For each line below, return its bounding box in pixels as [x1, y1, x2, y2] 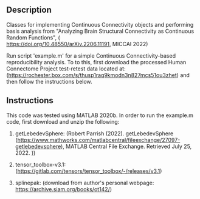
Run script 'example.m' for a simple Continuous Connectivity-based [6, 52, 176, 59]
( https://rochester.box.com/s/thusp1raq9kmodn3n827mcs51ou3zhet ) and [6, 71, 190, 78]
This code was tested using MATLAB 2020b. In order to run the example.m [6, 112, 193, 119]
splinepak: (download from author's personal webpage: [15, 179, 154, 186]
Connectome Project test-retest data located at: [6, 65, 126, 72]
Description [6, 5, 52, 15]
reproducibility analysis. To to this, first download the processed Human [6, 58, 187, 66]
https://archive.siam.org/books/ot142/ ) [15, 185, 112, 193]
